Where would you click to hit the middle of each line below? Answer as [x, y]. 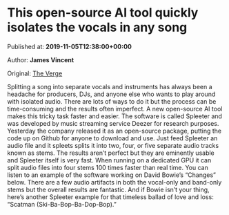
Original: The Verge [35, 73]
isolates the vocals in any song [97, 27]
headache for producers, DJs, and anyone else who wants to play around [111, 94]
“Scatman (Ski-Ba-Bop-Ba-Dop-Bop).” [62, 204]
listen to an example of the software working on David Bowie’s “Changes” [111, 175]
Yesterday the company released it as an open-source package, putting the [114, 131]
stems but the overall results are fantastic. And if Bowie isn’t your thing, [108, 189]
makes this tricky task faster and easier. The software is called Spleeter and [115, 116]
